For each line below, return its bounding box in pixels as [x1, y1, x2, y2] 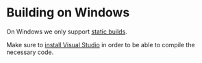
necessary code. [6, 48, 54, 56]
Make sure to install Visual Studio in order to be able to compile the [6, 40, 196, 49]
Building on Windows [6, 5, 130, 21]
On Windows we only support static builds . [6, 27, 127, 36]
